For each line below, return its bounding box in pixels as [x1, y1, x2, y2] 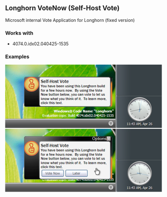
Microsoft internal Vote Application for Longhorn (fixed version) [5, 17, 135, 23]
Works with [5, 29, 34, 36]
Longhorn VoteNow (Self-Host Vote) [5, 4, 120, 12]
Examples [5, 53, 30, 60]
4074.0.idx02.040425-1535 [12, 41, 69, 47]
